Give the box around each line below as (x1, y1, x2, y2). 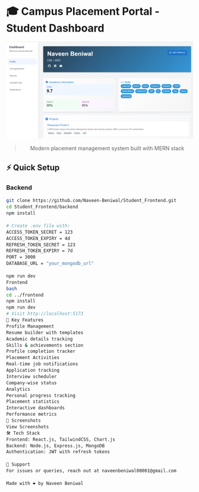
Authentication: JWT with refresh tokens (6, 449, 110, 455)
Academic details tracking (6, 336, 73, 342)
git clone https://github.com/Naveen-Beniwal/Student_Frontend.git (6, 198, 177, 204)
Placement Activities (6, 355, 60, 361)
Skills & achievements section (6, 342, 84, 348)
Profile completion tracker (6, 348, 76, 354)
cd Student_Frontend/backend (6, 204, 78, 210)
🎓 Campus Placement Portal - (6, 5, 160, 18)
